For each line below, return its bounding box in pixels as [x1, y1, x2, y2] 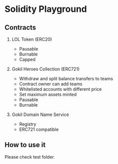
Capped [19, 56, 36, 62]
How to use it [4, 141, 46, 149]
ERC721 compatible [19, 126, 59, 132]
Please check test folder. [4, 154, 55, 160]
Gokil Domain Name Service [11, 111, 70, 117]
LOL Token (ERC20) [11, 36, 52, 42]
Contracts [4, 23, 37, 32]
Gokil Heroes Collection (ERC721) [11, 66, 80, 72]
